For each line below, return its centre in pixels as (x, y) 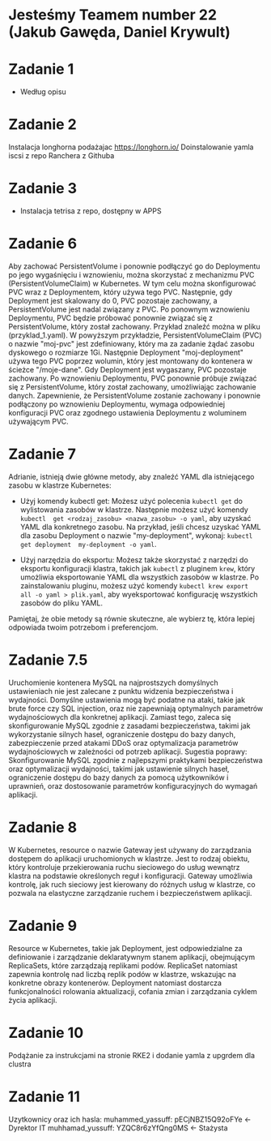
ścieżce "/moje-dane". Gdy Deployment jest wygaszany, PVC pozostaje (127, 369)
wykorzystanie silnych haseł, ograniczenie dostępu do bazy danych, (122, 734)
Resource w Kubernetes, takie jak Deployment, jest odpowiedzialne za (125, 948)
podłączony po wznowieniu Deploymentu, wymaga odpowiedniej (116, 404)
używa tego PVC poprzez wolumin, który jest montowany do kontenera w (131, 361)
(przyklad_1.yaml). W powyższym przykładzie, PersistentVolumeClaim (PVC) (135, 335)
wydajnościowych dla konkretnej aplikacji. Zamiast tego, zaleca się (120, 717)
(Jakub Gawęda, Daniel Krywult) (119, 32)
